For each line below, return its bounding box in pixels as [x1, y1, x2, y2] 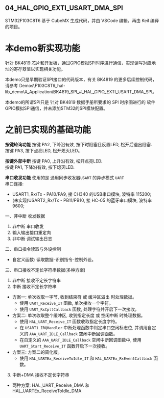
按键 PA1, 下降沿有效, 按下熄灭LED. [5, 164, 75, 170]
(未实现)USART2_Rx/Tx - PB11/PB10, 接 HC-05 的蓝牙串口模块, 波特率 [12, 197, 152, 203]
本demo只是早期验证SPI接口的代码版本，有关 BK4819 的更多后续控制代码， [5, 76, 157, 82]
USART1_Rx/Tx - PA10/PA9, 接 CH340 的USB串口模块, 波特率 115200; [12, 191, 152, 197]
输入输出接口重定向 [12, 229, 51, 235]
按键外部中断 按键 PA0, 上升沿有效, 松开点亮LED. [5, 158, 103, 164]
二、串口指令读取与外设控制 [5, 246, 61, 252]
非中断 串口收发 [12, 223, 44, 229]
